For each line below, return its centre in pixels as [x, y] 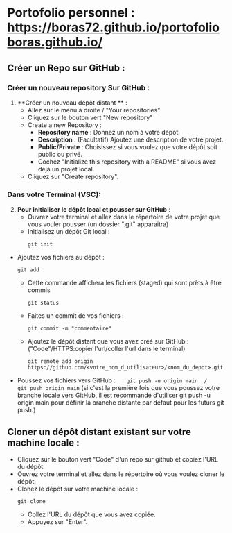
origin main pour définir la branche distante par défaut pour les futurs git [121, 403]
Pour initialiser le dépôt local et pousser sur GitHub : [94, 210]
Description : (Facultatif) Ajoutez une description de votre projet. [131, 139]
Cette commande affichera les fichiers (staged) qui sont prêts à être [124, 283]
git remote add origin [60, 362]
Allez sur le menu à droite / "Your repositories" [94, 110]
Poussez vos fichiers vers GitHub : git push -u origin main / [112, 380]
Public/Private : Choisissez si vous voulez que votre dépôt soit [128, 146]
